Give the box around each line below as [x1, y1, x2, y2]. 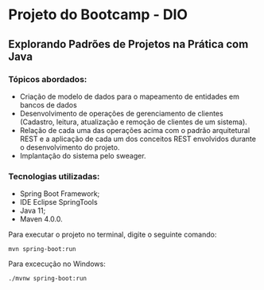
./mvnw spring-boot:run [8, 275, 87, 283]
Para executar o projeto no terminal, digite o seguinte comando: [8, 229, 217, 240]
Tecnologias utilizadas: [8, 170, 100, 182]
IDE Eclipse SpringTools [19, 198, 98, 207]
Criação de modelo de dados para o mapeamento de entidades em [19, 92, 240, 101]
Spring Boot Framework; [19, 189, 100, 198]
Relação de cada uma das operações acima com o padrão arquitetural [19, 125, 250, 135]
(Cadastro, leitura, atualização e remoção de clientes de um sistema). [19, 117, 248, 127]
